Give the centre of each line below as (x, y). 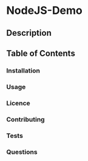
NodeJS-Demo (45, 11)
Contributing (25, 119)
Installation (23, 70)
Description (29, 33)
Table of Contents (41, 53)
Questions (22, 152)
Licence (18, 103)
